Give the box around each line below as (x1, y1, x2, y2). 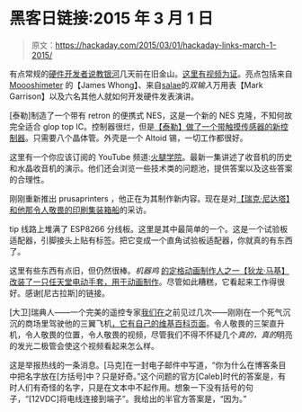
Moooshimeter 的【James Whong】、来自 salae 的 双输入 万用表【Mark (9, 79, 263, 90)
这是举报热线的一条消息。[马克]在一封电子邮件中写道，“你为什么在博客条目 (9, 359, 287, 370)
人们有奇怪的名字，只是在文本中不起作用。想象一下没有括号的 (16, 381, 245, 392)
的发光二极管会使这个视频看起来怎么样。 (9, 340, 159, 351)
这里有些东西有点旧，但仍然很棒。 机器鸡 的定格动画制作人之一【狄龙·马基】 (9, 264, 289, 275)
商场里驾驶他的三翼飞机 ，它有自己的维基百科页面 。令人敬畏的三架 (24, 318, 270, 328)
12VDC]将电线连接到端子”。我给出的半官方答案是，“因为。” (31, 393, 247, 404)
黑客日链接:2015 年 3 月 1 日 (9, 8, 214, 29)
